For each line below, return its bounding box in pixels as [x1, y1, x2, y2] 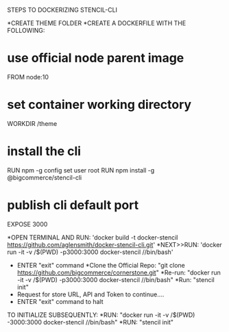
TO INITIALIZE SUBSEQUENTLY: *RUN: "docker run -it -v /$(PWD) [7, 311, 195, 319]
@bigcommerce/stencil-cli [7, 173, 82, 181]
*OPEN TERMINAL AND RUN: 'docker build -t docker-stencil [7, 233, 178, 242]
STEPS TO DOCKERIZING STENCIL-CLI [7, 6, 118, 14]
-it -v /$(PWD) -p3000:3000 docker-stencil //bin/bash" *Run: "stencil [16, 275, 215, 283]
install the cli [7, 144, 81, 159]
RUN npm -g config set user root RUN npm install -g [7, 166, 155, 174]
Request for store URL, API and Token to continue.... [16, 290, 165, 298]
